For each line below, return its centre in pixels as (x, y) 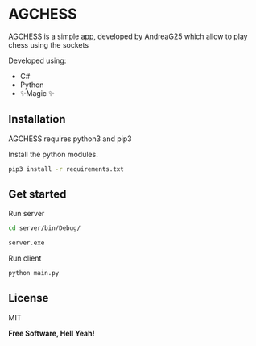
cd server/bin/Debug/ (45, 228)
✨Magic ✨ (37, 93)
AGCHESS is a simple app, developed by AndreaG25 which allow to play (128, 36)
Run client (25, 258)
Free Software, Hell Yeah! (52, 333)
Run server (27, 214)
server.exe (27, 243)
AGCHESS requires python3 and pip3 (70, 139)
